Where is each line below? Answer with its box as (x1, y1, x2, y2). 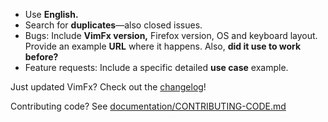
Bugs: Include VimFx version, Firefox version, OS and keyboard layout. (24, 30, 318, 41)
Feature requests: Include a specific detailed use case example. (24, 62, 289, 73)
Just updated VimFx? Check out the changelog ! (10, 81, 207, 93)
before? (24, 51, 59, 63)
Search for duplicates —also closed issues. (24, 19, 203, 31)
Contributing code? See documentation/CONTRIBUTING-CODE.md (10, 100, 287, 112)
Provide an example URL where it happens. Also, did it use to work (24, 40, 302, 52)
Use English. (24, 9, 79, 20)
